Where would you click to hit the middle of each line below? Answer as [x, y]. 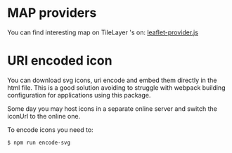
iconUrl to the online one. [44, 116]
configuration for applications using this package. [79, 95]
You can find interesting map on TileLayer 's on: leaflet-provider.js [103, 32]
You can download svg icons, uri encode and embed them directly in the [112, 80]
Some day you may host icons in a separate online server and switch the [112, 108]
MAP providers [52, 13]
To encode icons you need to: [50, 129]
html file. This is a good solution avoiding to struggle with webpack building [116, 87]
